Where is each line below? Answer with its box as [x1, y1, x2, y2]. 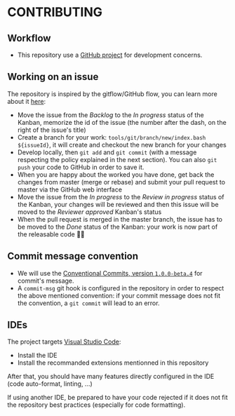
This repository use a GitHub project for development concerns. [17, 51, 203, 59]
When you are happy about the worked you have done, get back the [17, 170, 215, 179]
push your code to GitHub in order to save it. [17, 163, 145, 171]
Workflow [7, 32, 51, 44]
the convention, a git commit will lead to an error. [17, 299, 160, 307]
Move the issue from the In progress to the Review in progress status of [17, 192, 224, 201]
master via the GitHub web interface [17, 185, 123, 194]
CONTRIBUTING [7, 4, 103, 20]
